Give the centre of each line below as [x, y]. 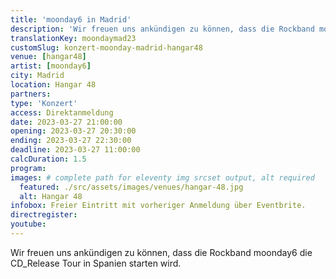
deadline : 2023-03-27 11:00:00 [75, 150]
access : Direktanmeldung [62, 112]
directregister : [44, 215]
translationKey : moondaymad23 [73, 38]
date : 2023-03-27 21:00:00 [66, 122]
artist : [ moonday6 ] [51, 66]
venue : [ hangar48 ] [48, 57]
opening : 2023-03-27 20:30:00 [73, 131]
